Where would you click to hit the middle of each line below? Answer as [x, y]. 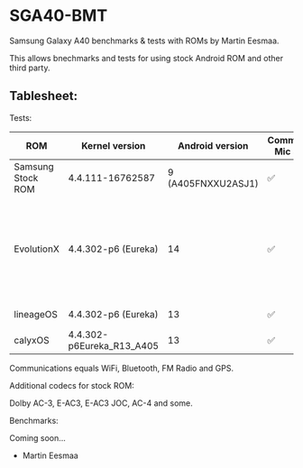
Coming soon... [37, 437]
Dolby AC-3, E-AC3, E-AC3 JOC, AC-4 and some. [101, 403]
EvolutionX [37, 249]
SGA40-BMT [59, 16]
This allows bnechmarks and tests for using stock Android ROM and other [147, 58]
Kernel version [113, 145]
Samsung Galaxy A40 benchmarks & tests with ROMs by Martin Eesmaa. [144, 41]
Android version [213, 145]
